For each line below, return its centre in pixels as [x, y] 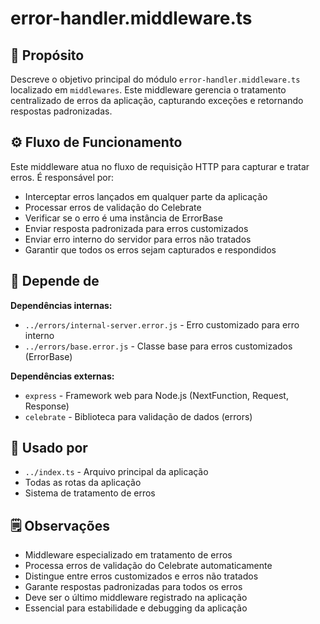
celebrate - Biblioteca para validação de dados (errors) [138, 416]
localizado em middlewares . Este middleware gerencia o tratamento [148, 90]
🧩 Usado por [49, 448]
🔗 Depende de [55, 281]
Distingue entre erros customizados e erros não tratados [141, 576]
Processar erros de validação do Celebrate [113, 207]
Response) [47, 406]
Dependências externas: [62, 376]
